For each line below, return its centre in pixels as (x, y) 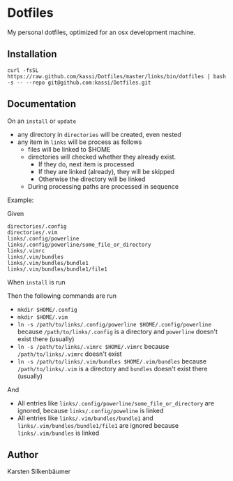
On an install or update (42, 121)
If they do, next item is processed (86, 164)
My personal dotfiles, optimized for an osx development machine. (102, 32)
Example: (21, 200)
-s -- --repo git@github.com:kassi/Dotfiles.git (79, 82)
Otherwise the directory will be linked (92, 179)
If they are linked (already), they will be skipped (106, 171)
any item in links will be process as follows (80, 142)
